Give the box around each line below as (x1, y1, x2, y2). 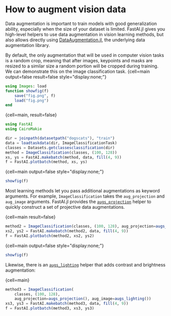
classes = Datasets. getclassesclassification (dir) (5, 145, 115, 150)
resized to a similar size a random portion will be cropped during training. (5, 63, 159, 69)
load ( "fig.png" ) (14, 98, 49, 103)
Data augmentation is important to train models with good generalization (5, 20, 157, 27)
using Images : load (5, 83, 47, 89)
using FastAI (5, 121, 33, 127)
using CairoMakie (5, 127, 42, 132)
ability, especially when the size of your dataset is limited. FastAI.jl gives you (5, 26, 165, 32)
